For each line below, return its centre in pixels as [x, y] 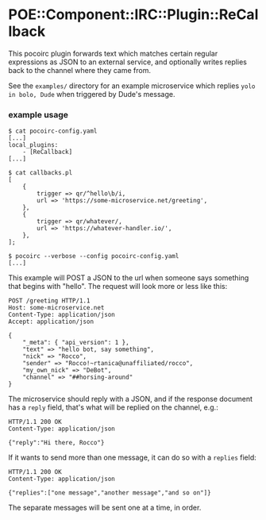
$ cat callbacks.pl [40, 173]
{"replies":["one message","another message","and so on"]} [110, 493]
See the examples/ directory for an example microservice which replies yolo [132, 86]
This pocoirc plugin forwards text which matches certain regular [113, 53]
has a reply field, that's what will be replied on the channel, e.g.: [113, 407]
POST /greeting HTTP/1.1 [49, 301]
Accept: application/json [51, 322]
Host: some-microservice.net [56, 308]
